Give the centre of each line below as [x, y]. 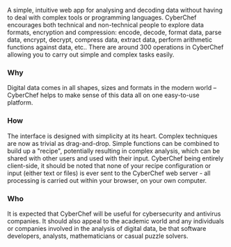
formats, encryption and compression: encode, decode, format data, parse [114, 32]
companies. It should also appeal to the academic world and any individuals [116, 221]
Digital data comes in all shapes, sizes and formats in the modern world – [112, 88]
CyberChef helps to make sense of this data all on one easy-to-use [103, 95]
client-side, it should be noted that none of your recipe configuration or [109, 165]
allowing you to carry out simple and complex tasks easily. [91, 54]
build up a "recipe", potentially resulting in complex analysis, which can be [114, 151]
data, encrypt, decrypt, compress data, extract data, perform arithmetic [110, 40]
